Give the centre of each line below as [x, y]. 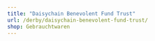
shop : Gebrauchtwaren [39, 26]
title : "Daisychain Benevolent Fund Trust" [72, 14]
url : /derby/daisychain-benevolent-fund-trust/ [78, 20]
